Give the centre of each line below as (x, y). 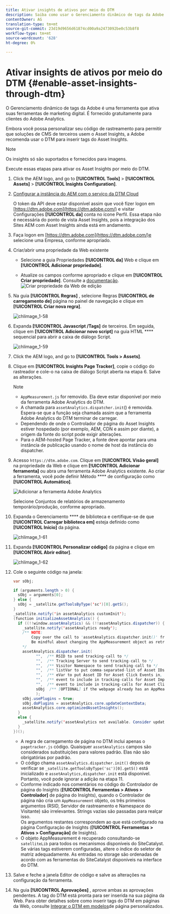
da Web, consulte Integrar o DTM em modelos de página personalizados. (88, 906)
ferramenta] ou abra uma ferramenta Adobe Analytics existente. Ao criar (89, 471)
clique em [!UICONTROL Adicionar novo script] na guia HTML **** (83, 331)
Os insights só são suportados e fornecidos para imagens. (66, 159)
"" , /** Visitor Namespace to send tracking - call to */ (97, 666)
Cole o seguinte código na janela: (48, 572)
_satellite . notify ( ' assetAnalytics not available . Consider (87, 722)
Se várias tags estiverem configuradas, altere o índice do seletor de (91, 849)
